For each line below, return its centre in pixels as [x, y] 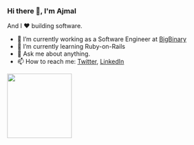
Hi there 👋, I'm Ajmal [42, 11]
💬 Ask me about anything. [54, 54]
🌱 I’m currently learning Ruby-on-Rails [71, 47]
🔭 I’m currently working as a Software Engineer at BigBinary [102, 39]
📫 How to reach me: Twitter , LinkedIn [71, 62]
